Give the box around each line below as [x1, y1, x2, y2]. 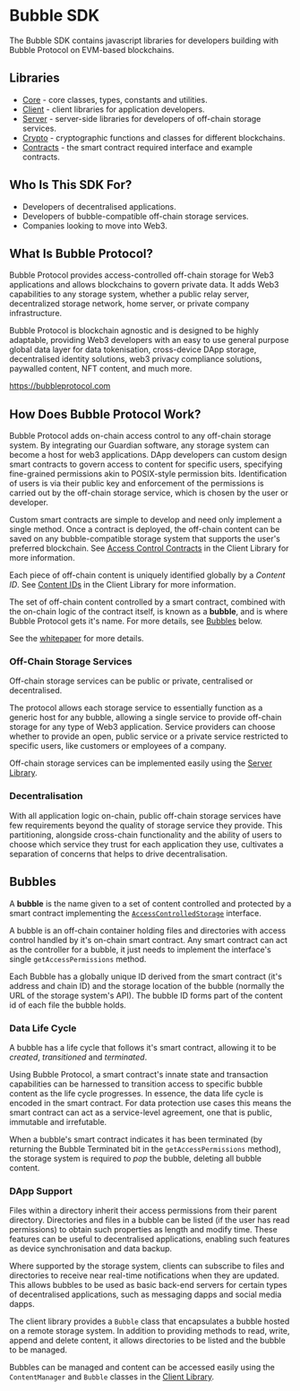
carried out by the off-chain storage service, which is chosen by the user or [9, 487, 288, 498]
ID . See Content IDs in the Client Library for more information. [9, 580, 236, 590]
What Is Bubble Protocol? [9, 245, 154, 261]
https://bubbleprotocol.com [9, 381, 111, 391]
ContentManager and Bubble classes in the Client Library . [9, 1371, 215, 1382]
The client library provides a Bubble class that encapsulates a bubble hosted [9, 1316, 290, 1327]
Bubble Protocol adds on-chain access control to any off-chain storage [9, 431, 271, 442]
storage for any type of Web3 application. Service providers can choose [9, 722, 276, 733]
